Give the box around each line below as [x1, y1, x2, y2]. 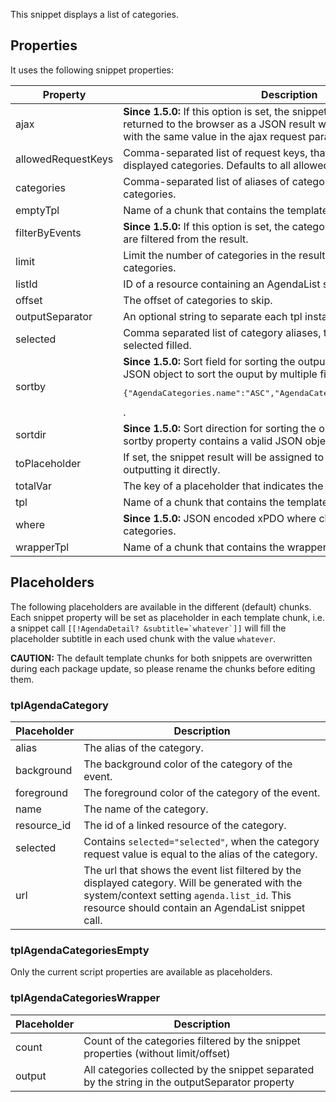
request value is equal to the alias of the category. [83, 847, 318, 861]
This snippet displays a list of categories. [10, 9, 180, 20]
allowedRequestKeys [15, 152, 114, 166]
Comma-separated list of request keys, [123, 145, 308, 159]
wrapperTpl [15, 540, 70, 554]
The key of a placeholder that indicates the [123, 479, 324, 493]
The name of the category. [83, 802, 209, 816]
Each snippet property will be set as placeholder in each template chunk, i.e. [10, 611, 326, 623]
